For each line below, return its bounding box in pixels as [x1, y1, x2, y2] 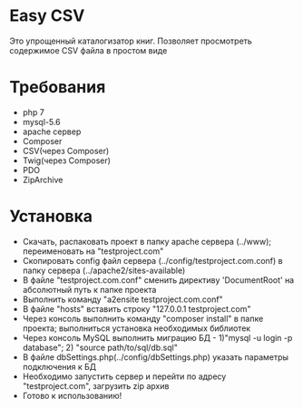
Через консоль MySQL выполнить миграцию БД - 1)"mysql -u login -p [22, 332, 293, 343]
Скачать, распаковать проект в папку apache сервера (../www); [22, 236, 272, 247]
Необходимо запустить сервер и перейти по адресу [22, 371, 227, 382]
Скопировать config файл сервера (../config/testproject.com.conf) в [22, 255, 283, 266]
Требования [9, 77, 106, 98]
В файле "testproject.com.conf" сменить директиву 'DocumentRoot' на [22, 274, 295, 286]
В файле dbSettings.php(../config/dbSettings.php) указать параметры [22, 351, 288, 363]
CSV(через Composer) [22, 145, 110, 156]
